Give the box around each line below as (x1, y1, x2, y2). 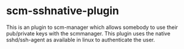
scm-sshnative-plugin (6, 4, 119, 18)
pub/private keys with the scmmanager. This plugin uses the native (6, 30, 171, 37)
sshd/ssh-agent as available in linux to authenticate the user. (6, 36, 155, 43)
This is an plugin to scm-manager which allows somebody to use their (6, 24, 179, 31)
